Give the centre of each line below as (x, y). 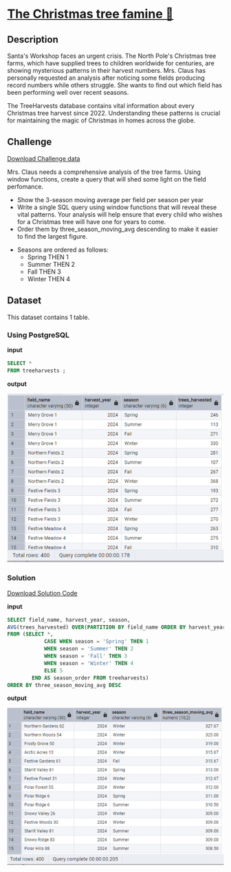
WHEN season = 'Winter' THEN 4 (89, 663)
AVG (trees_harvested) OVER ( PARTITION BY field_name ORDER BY (97, 627)
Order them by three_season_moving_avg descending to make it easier (118, 229)
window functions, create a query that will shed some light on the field (107, 179)
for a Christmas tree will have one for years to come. (91, 221)
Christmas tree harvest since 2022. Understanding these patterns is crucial (114, 113)
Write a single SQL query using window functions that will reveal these (117, 207)
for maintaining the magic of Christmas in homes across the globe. (101, 120)
